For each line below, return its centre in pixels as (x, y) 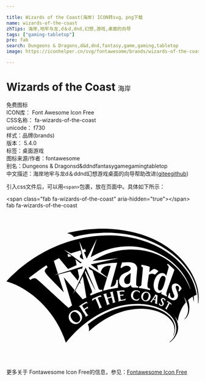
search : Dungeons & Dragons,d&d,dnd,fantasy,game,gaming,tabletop (92, 46)
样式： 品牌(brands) (31, 135)
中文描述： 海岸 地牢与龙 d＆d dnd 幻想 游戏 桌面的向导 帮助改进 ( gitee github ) (98, 173)
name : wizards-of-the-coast (42, 23)
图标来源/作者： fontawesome (43, 158)
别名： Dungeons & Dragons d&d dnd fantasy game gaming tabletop (87, 166)
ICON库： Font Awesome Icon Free (50, 112)
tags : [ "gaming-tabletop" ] (41, 34)
